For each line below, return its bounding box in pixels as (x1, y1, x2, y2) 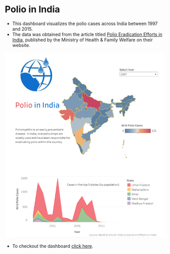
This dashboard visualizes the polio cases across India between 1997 (12, 20, 158, 27)
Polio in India (5, 4, 60, 15)
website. (12, 42, 31, 48)
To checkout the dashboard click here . (12, 243, 93, 249)
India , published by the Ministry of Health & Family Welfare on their (12, 37, 153, 43)
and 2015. (12, 26, 33, 32)
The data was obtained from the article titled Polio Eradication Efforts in (12, 31, 163, 37)
